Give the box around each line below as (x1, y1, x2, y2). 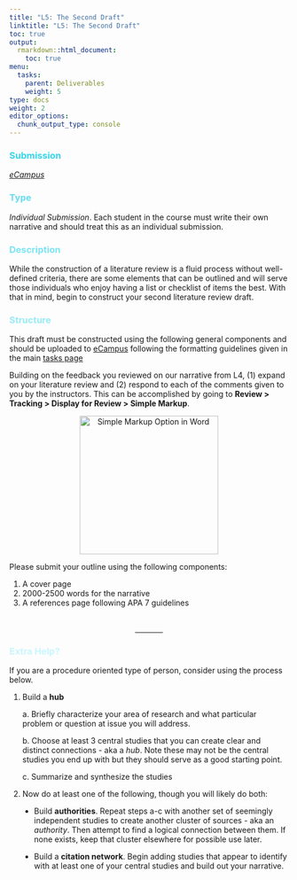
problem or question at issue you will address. (21, 719, 191, 729)
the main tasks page (9, 353, 83, 363)
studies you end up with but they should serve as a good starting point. (21, 754, 283, 765)
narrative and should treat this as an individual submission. (9, 221, 224, 231)
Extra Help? (9, 645, 60, 658)
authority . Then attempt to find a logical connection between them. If (34, 825, 286, 836)
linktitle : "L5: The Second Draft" (9, 21, 141, 30)
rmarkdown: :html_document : (17, 46, 117, 55)
